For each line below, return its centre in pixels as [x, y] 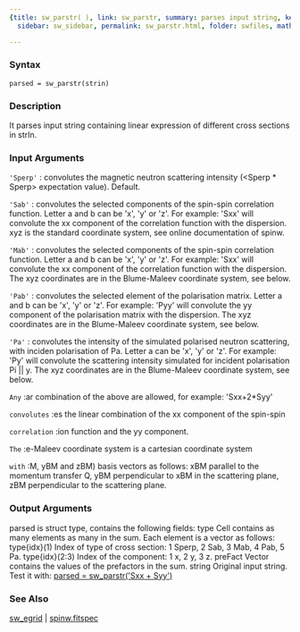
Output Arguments [51, 509]
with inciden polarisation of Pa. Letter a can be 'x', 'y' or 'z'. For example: [143, 351]
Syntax [25, 65]
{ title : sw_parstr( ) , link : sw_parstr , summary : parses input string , [145, 17]
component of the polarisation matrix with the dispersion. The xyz [130, 315]
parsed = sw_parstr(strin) [59, 83]
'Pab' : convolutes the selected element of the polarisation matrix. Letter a [146, 296]
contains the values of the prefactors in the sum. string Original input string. [149, 566]
